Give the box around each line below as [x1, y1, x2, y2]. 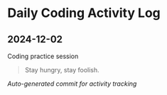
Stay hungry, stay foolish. [24, 66, 99, 74]
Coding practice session [7, 52, 79, 60]
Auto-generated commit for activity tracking [7, 79, 137, 88]
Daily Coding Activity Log [7, 5, 161, 21]
